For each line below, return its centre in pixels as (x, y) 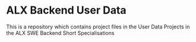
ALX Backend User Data (66, 10)
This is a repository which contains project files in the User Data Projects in (98, 27)
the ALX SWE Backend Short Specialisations (60, 33)
